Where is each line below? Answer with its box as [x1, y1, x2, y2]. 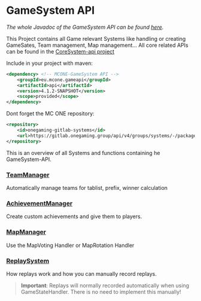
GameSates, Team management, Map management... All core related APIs [6, 41, 188, 49]
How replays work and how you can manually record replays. [6, 270, 157, 277]
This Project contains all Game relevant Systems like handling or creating [6, 35, 186, 42]
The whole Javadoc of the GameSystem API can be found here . [6, 23, 164, 31]
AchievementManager [6, 199, 73, 207]
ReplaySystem [6, 257, 50, 265]
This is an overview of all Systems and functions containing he [6, 149, 160, 156]
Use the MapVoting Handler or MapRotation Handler [6, 242, 135, 249]
